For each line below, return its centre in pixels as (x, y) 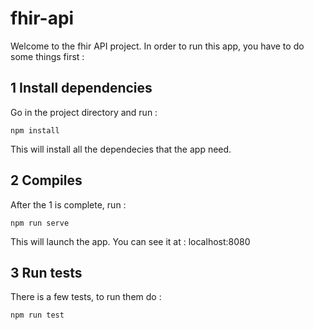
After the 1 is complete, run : (68, 204)
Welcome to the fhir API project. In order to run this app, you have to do (157, 46)
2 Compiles (46, 180)
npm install (35, 130)
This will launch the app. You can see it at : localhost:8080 (130, 241)
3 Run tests (46, 272)
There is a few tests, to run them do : (86, 297)
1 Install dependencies (81, 88)
